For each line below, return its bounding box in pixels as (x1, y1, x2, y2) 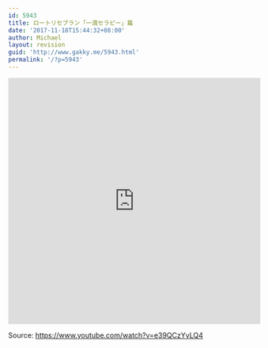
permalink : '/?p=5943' (8, 56, 83, 64)
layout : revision (8, 41, 66, 49)
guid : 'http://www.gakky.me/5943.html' (8, 48, 140, 56)
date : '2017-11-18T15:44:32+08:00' (8, 26, 126, 34)
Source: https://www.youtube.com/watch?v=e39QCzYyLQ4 (8, 330, 203, 340)
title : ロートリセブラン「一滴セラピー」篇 (8, 19, 134, 27)
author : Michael (8, 33, 62, 42)
